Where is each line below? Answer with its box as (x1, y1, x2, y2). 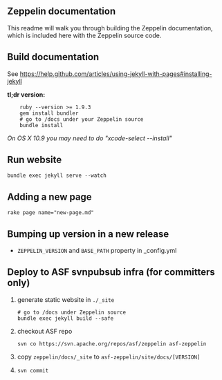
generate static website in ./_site (17, 295, 115, 303)
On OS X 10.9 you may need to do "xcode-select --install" (7, 134, 173, 142)
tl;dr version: (7, 90, 46, 99)
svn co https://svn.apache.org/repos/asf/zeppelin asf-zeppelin (17, 340, 207, 348)
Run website (7, 154, 62, 166)
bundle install (19, 122, 64, 129)
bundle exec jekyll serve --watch (7, 172, 107, 179)
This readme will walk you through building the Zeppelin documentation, (7, 23, 213, 32)
